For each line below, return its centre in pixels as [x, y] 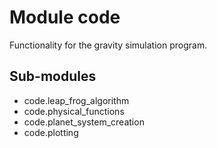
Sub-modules [53, 76]
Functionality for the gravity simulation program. [108, 45]
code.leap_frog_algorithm [76, 100]
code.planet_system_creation [84, 122]
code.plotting [51, 132]
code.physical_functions [74, 111]
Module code [65, 17]
